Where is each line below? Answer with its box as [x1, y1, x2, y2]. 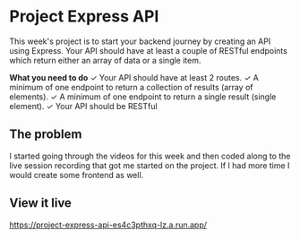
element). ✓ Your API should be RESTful [9, 100, 159, 111]
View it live [9, 195, 72, 211]
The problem [9, 127, 82, 142]
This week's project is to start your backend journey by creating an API [9, 36, 271, 47]
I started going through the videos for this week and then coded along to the [9, 150, 291, 161]
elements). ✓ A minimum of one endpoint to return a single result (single [9, 91, 277, 102]
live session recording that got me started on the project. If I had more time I [9, 159, 290, 171]
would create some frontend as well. [9, 169, 144, 180]
